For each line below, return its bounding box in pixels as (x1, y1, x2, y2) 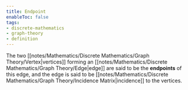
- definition (6, 36, 38, 42)
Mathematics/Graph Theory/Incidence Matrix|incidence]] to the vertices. (6, 77, 183, 84)
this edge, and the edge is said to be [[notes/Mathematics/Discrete (6, 71, 169, 78)
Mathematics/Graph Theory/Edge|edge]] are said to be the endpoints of (6, 65, 182, 71)
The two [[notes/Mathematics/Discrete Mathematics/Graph (6, 52, 150, 59)
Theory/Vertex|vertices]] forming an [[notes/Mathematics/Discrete (6, 58, 168, 65)
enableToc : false (6, 14, 49, 20)
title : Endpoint (6, 8, 46, 15)
